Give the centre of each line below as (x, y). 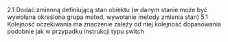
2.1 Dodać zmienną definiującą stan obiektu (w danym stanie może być (107, 10)
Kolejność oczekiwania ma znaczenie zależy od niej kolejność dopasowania (114, 24)
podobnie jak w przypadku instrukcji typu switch (76, 31)
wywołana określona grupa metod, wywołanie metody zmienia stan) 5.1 (107, 17)
